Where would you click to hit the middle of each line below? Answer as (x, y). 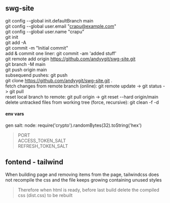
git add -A (16, 42)
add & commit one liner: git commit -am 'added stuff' (61, 53)
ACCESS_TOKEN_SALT (42, 141)
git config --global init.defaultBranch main (49, 20)
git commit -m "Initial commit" (37, 48)
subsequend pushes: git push (37, 75)
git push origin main (26, 70)
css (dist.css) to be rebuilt (45, 195)
